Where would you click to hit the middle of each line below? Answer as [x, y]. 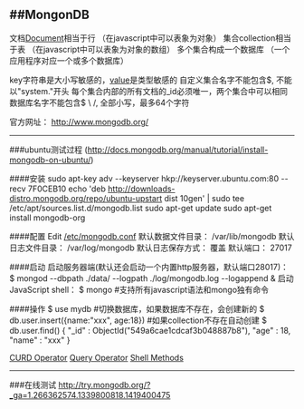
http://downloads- [142, 189]
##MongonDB [50, 15]
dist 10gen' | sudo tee [204, 198]
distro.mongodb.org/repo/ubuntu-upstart [86, 198]
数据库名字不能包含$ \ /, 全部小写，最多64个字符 [100, 102]
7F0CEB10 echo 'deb [67, 189]
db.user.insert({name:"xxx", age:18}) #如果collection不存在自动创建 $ [138, 320]
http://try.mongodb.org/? [104, 385]
